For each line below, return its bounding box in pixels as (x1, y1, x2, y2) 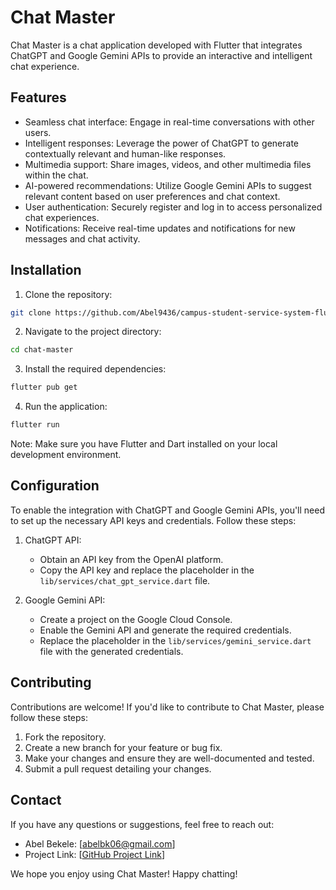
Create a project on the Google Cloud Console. (39, 613, 233, 625)
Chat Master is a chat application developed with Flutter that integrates (10, 39, 303, 51)
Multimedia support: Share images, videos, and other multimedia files (24, 158, 312, 170)
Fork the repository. (24, 731, 107, 743)
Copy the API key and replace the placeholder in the (39, 564, 255, 576)
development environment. (10, 449, 122, 461)
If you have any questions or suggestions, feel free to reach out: (10, 818, 275, 830)
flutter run (10, 420, 60, 430)
